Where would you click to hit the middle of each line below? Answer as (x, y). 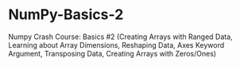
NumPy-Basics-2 (66, 15)
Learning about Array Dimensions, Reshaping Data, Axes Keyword (116, 45)
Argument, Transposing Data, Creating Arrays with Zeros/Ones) (112, 53)
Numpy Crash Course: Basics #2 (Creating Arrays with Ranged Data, (120, 37)
